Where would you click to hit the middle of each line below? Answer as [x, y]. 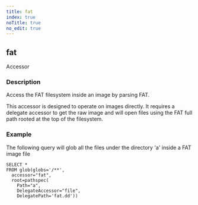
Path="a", [29, 185]
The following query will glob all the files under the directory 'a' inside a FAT [99, 147]
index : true [21, 17]
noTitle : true [24, 23]
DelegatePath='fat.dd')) [47, 196]
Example [19, 134]
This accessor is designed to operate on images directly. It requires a [90, 106]
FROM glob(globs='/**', [36, 170]
